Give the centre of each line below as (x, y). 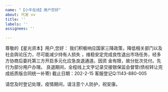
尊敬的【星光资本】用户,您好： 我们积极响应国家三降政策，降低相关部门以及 (84, 48)
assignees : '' (20, 29)
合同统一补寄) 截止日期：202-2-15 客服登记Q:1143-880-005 (85, 73)
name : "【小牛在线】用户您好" (33, 10)
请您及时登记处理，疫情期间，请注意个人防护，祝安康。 (63, 84)
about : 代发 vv (20, 15)
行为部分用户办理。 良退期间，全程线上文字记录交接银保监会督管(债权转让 (82, 67)
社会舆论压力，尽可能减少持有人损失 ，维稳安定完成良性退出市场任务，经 (81, 55)
